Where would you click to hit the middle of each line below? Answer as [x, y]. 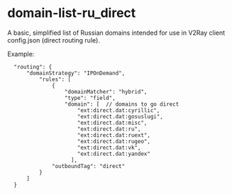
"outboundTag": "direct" [89, 166]
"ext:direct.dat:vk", [109, 147]
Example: [21, 54]
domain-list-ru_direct [72, 13]
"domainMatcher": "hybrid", [106, 91]
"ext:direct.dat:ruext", [114, 135]
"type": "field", [90, 98]
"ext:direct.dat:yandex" [114, 154]
